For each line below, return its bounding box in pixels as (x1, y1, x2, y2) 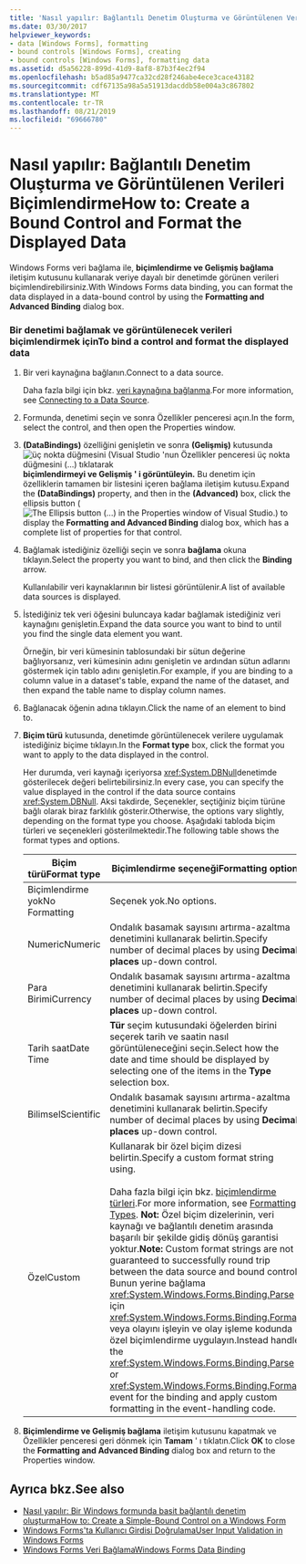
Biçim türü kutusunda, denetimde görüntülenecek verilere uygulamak (22, 730, 284, 741)
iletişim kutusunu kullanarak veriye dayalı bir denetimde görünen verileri (9, 272, 280, 283)
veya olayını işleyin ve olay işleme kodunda (108, 1322, 293, 1335)
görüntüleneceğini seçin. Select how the (108, 1042, 280, 1055)
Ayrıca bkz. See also (9, 1481, 125, 1496)
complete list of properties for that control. (22, 527, 182, 538)
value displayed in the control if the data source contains (22, 787, 236, 798)
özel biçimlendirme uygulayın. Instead (108, 1334, 269, 1347)
